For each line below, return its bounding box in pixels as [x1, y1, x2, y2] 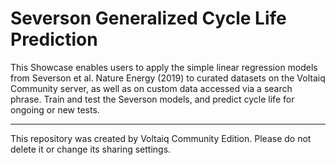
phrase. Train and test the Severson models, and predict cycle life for [10, 93, 295, 105]
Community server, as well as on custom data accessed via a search [10, 82, 293, 94]
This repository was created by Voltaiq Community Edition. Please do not [10, 132, 312, 144]
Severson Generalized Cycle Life [10, 7, 287, 30]
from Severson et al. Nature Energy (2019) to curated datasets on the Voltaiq [10, 72, 326, 84]
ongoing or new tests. [10, 103, 100, 116]
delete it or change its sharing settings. [10, 143, 172, 155]
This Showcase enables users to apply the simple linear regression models [10, 61, 318, 73]
